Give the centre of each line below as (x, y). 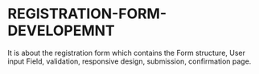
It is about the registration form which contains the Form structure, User (127, 53)
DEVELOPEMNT (62, 31)
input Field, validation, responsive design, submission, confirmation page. (129, 61)
